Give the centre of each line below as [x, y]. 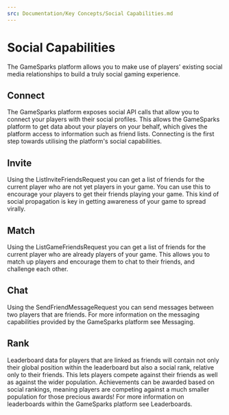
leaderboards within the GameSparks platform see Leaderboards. [100, 404]
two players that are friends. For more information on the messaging [104, 315]
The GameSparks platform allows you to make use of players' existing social [115, 67]
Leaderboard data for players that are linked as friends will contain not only [113, 360]
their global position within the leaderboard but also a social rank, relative [111, 367]
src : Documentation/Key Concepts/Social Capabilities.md [90, 13]
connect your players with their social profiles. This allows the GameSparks [113, 119]
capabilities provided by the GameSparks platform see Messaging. [101, 321]
